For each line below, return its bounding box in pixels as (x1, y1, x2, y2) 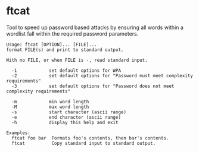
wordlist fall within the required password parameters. (6, 30, 139, 37)
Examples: (6, 129, 31, 136)
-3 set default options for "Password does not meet (11, 83, 175, 89)
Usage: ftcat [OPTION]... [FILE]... (6, 42, 97, 47)
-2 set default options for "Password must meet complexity (11, 72, 194, 78)
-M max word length (11, 104, 89, 110)
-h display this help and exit (11, 119, 119, 125)
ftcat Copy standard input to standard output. (11, 140, 156, 146)
